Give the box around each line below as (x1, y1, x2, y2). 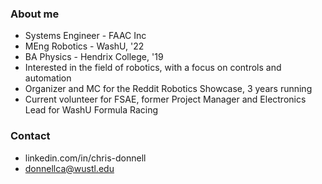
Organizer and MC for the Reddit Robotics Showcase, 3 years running (24, 83, 313, 95)
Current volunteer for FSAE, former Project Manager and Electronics (24, 93, 307, 106)
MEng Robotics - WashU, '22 (24, 40, 145, 52)
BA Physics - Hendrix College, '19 (24, 51, 164, 63)
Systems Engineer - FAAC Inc (24, 30, 147, 42)
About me (10, 7, 60, 21)
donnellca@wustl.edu (24, 162, 115, 174)
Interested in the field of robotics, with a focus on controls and (24, 62, 282, 74)
